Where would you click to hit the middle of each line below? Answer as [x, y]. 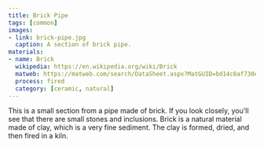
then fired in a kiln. [38, 136]
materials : [26, 52]
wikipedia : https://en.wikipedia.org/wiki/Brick [96, 67]
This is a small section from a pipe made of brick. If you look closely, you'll [128, 111]
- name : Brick [31, 60]
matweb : [28, 74]
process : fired [40, 81]
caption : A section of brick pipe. [73, 45]
